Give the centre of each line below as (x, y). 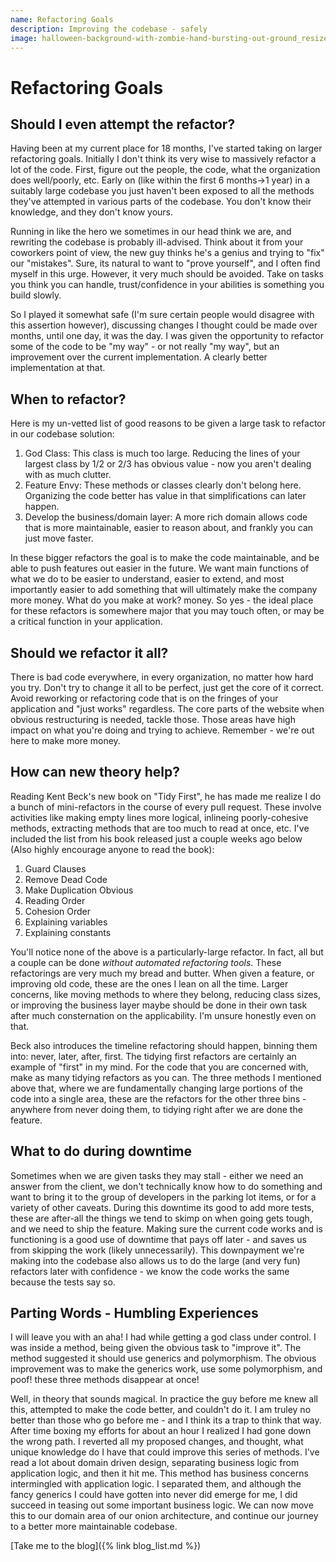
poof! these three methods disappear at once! (105, 1380)
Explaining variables (66, 922)
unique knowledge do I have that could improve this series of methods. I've (165, 1452)
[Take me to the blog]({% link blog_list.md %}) (106, 1546)
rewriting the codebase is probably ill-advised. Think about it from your (157, 242)
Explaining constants (68, 932)
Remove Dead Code (66, 879)
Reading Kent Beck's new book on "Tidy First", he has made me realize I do (166, 796)
